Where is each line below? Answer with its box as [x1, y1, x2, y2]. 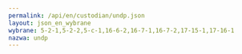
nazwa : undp [8, 33, 48, 42]
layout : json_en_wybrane [8, 19, 91, 27]
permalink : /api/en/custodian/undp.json [8, 11, 146, 20]
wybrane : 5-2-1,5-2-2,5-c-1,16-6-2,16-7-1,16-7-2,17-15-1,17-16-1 [8, 26, 235, 34]
